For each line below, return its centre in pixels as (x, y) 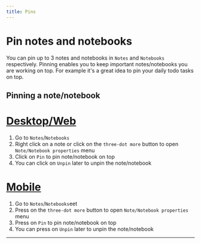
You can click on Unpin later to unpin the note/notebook (83, 163)
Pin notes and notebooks (69, 41)
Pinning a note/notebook (53, 95)
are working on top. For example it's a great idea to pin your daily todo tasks (100, 70)
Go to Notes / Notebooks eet (46, 203)
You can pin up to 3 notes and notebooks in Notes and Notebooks (85, 58)
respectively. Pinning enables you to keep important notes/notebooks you (97, 64)
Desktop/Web (41, 121)
